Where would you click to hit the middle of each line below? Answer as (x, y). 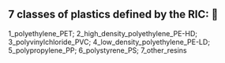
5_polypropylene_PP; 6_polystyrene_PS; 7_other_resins (97, 50)
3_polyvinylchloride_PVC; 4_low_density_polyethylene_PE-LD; (109, 42)
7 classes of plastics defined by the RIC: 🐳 (113, 15)
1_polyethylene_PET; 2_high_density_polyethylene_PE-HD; (103, 33)
